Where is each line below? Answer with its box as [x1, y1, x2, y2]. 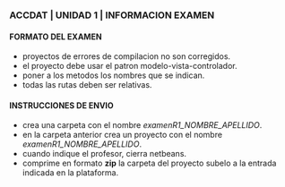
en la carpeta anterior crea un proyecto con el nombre [22, 130, 222, 140]
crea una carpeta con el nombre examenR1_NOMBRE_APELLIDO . [22, 120, 263, 131]
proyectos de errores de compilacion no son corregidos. [22, 51, 231, 62]
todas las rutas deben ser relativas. [22, 80, 152, 90]
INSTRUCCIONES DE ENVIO [9, 99, 114, 111]
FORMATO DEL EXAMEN [9, 31, 102, 42]
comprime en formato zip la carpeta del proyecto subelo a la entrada [22, 157, 277, 169]
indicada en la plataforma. [22, 167, 119, 178]
